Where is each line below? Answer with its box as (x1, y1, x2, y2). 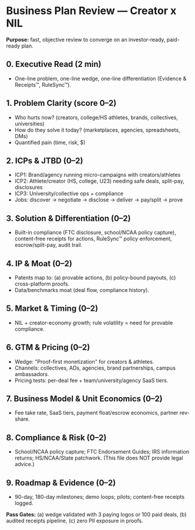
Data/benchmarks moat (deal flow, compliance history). (14, 287, 150, 293)
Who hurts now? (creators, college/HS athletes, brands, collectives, (14, 113, 178, 121)
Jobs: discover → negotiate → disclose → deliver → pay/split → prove (14, 196, 183, 203)
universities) (14, 120, 45, 127)
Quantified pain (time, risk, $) (14, 139, 86, 146)
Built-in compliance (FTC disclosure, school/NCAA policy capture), (14, 229, 176, 236)
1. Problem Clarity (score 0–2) (6, 98, 117, 108)
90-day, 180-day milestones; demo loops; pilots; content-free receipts (14, 494, 185, 501)
